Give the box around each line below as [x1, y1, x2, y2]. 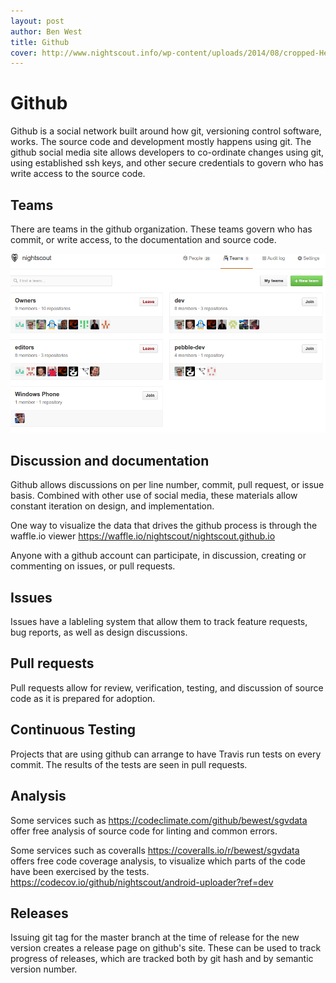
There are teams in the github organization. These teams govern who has [10, 223, 313, 235]
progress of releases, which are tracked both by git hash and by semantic [10, 953, 314, 965]
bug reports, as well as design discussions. [10, 626, 188, 639]
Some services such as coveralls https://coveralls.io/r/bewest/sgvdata [10, 844, 300, 856]
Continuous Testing [10, 721, 137, 739]
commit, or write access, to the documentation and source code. [10, 234, 277, 245]
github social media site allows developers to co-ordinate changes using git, [10, 146, 325, 159]
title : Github [10, 37, 70, 47]
